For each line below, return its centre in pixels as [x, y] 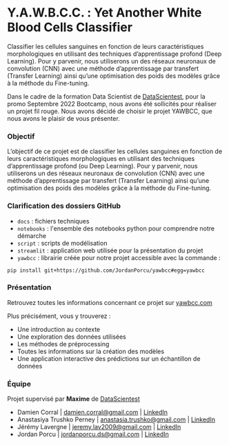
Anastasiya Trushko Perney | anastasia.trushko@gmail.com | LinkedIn [116, 419]
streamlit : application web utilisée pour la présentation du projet [110, 250]
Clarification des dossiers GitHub [64, 206]
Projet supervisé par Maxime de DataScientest [73, 399]
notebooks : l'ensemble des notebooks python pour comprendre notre [116, 228]
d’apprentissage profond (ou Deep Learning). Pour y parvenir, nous [102, 166]
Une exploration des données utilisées [71, 337]
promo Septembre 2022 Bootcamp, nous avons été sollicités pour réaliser [112, 103]
